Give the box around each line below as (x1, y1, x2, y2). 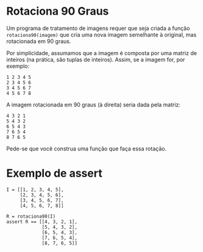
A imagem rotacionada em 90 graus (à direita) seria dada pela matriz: (6, 101, 181, 108)
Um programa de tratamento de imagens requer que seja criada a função (6, 24, 190, 32)
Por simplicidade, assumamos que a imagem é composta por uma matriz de (6, 49, 197, 56)
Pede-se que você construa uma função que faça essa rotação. (6, 145, 166, 152)
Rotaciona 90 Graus (6, 4, 109, 18)
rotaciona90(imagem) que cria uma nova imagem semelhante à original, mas (6, 31, 197, 38)
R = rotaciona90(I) (6, 213, 56, 220)
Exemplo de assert (6, 166, 102, 180)
